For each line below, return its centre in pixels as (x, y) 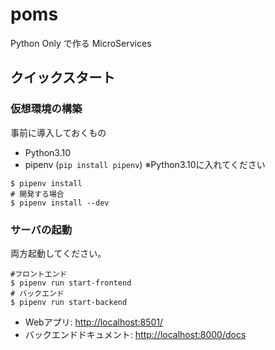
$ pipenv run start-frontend (71, 283)
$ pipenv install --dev (60, 203)
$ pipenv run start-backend (69, 302)
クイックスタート (63, 78)
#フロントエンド (39, 274)
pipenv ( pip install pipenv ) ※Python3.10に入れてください (145, 164)
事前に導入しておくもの (58, 132)
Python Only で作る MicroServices (81, 43)
